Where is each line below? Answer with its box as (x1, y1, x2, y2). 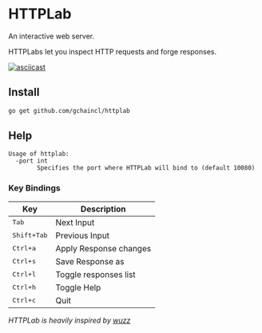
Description (80, 203, 126, 215)
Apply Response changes (55, 243, 152, 254)
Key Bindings (8, 183, 62, 194)
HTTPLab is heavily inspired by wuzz (8, 315, 131, 325)
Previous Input (55, 230, 110, 241)
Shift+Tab (12, 231, 48, 240)
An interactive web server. (8, 31, 95, 41)
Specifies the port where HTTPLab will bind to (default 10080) (37, 164, 256, 172)
